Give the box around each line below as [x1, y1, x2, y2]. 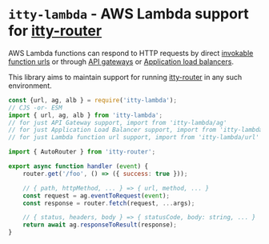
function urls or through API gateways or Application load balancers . [8, 57, 235, 66]
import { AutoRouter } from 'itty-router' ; [8, 148, 156, 156]
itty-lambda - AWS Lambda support [8, 5, 250, 23]
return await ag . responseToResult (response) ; [22, 221, 178, 229]
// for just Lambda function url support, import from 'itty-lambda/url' [8, 134, 260, 142]
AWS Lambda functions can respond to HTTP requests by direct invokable [8, 48, 254, 58]
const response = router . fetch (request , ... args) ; [22, 199, 195, 207]
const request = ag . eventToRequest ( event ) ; [22, 191, 171, 200]
